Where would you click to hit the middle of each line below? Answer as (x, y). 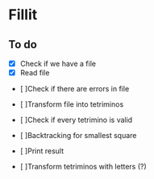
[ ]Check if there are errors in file (75, 89)
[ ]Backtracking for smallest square (78, 136)
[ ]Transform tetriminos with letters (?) (83, 167)
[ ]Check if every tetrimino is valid (76, 120)
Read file (35, 73)
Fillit (23, 15)
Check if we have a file (58, 63)
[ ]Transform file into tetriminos (72, 104)
